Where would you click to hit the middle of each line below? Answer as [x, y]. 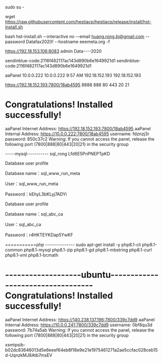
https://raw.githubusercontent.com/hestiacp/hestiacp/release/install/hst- [78, 22]
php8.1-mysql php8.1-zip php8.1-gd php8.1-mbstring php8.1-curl [88, 250]
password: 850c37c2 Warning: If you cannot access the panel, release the [80, 139]
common [14, 250]
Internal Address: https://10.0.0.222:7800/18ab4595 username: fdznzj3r [77, 134]
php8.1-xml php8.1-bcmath [32, 255]
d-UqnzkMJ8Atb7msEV [29, 355]
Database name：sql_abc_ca [34, 214]
